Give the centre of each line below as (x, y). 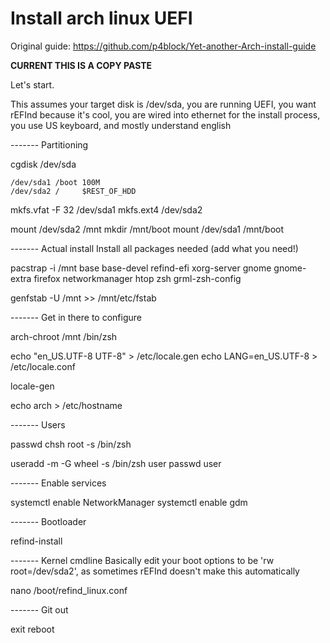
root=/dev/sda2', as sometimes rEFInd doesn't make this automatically (155, 571)
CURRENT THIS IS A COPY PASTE (81, 65)
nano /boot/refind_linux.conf (69, 590)
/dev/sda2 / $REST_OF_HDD (73, 191)
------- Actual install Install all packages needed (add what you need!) (154, 248)
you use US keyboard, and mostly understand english (121, 125)
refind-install (36, 541)
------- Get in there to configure (76, 317)
